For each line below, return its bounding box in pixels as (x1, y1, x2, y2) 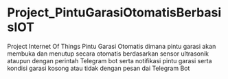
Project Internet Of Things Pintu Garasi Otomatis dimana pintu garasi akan (7, 42, 216, 50)
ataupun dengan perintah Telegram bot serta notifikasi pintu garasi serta (7, 56, 212, 65)
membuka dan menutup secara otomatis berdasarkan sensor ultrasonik (7, 49, 209, 58)
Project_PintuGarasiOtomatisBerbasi (7, 5, 222, 21)
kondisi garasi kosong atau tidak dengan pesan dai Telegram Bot (7, 64, 190, 72)
